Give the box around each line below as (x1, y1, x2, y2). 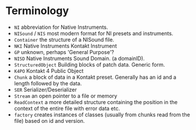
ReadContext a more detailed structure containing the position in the (14, 98, 178, 105)
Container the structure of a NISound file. (14, 36, 114, 43)
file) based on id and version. (14, 117, 85, 124)
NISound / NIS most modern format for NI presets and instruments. (14, 29, 174, 36)
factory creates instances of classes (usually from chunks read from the (14, 111, 191, 118)
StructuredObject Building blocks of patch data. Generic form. (14, 61, 165, 68)
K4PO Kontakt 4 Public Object (14, 67, 84, 74)
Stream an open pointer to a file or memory (14, 92, 118, 99)
